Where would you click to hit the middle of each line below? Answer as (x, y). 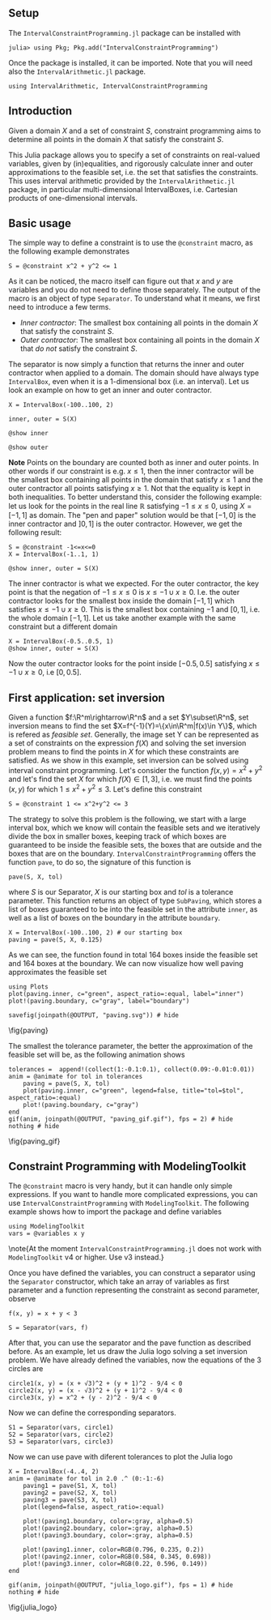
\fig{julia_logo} (33, 1607)
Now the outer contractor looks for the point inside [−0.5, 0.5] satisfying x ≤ (134, 664)
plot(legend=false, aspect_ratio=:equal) (93, 1507)
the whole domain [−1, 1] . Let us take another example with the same (122, 618)
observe (22, 1299)
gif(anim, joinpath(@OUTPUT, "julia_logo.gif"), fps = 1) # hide (121, 1585)
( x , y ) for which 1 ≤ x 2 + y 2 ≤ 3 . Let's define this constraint (105, 788)
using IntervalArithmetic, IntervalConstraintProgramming (108, 86)
